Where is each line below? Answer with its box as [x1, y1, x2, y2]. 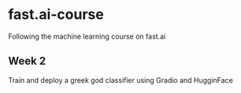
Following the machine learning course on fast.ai [8, 32, 166, 41]
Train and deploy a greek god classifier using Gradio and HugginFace [8, 75, 234, 84]
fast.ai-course [8, 6, 104, 24]
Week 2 [8, 54, 46, 68]
